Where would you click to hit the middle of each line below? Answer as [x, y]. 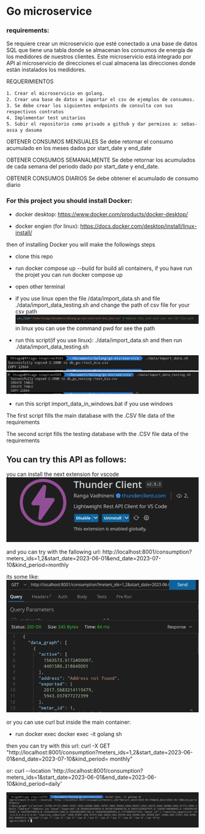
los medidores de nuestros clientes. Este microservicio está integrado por [99, 57]
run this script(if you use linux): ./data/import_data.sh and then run [99, 340]
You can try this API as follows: [67, 460]
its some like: [23, 576]
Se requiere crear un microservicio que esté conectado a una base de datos [102, 43]
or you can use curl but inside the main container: [69, 722]
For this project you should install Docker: [70, 201]
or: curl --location [29, 770]
